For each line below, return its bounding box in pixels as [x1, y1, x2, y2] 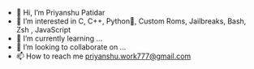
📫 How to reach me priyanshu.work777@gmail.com [15, 51, 192, 61]
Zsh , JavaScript [15, 25, 71, 34]
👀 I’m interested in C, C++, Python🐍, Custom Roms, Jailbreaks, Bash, [15, 16, 247, 26]
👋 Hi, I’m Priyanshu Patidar [15, 8, 105, 17]
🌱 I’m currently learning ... [15, 33, 103, 43]
